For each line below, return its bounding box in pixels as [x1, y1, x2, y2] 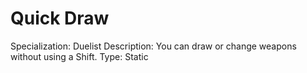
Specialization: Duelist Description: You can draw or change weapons [10, 40, 297, 52]
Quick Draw [10, 7, 110, 30]
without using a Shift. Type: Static [10, 50, 149, 62]
